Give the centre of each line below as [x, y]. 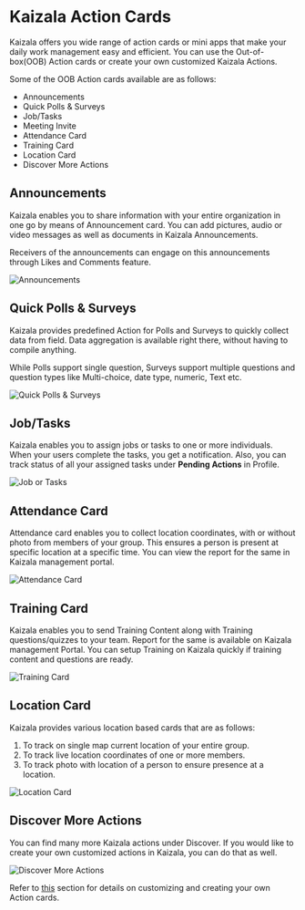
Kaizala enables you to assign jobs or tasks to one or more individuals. [141, 445]
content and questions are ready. [71, 659]
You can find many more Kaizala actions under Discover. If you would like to [152, 843]
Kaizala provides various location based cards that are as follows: [132, 728]
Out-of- [250, 51]
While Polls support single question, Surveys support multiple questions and [152, 367]
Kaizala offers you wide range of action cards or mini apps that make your [148, 42]
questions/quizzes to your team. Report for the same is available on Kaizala [151, 640]
